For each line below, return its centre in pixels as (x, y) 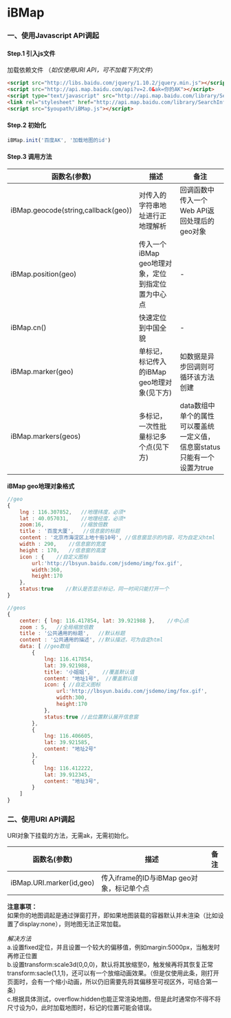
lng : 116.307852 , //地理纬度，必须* (73, 512)
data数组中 (197, 405)
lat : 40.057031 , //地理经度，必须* (73, 518)
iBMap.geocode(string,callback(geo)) (71, 210)
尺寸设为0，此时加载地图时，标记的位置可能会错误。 (81, 1008)
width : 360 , (47, 570)
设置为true (197, 467)
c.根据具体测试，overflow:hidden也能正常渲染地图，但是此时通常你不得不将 (114, 999)
